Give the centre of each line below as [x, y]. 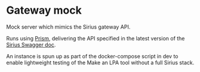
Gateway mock [44, 10]
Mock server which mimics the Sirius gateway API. [68, 27]
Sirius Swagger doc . [31, 45]
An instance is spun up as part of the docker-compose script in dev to [92, 56]
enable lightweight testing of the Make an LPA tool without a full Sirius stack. [100, 62]
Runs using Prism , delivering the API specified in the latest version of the [96, 38]
